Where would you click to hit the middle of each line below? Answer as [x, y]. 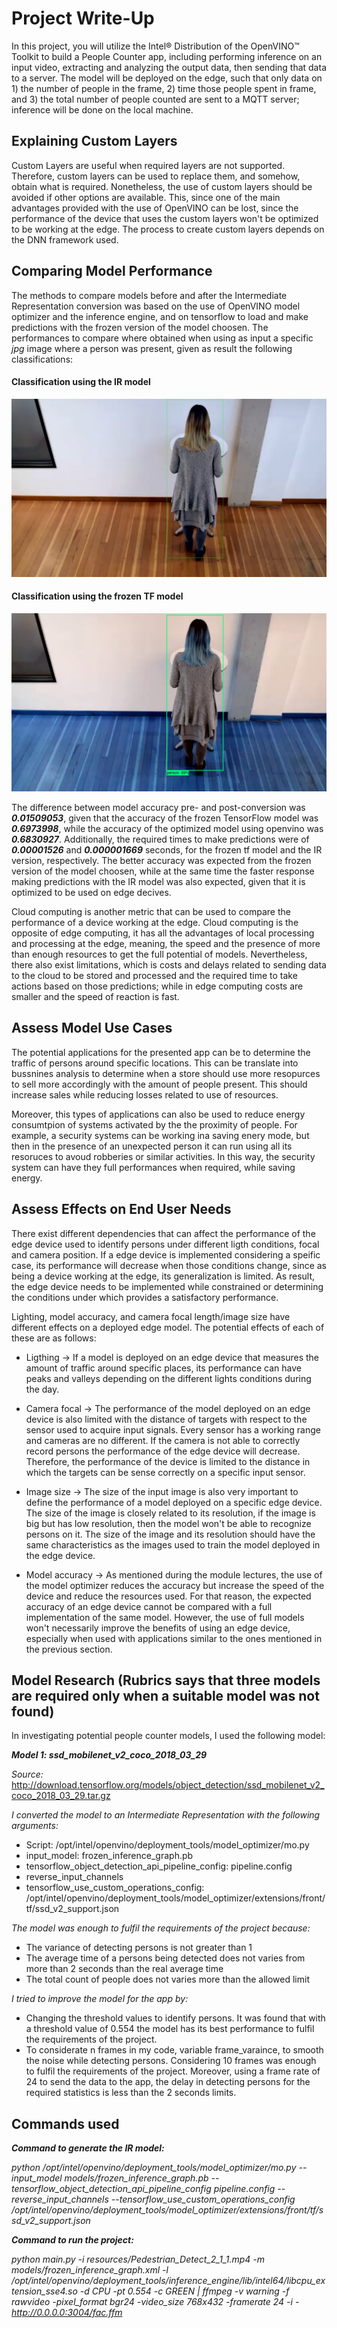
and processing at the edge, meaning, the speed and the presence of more [166, 943]
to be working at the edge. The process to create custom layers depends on [168, 229]
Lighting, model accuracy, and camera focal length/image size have [151, 1316]
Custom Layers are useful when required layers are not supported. [148, 165]
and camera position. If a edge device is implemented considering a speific [166, 1254]
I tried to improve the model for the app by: [100, 1999]
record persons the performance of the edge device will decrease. [163, 1451]
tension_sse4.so [44, 2291]
